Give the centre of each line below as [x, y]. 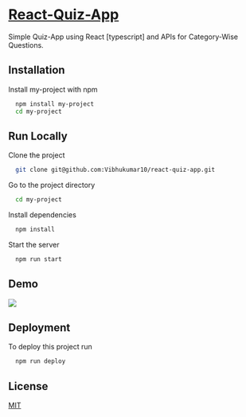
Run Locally [38, 136]
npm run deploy [41, 361]
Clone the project [37, 155]
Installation [37, 70]
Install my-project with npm [53, 89]
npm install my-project [55, 104]
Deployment [39, 328]
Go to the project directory [52, 185]
